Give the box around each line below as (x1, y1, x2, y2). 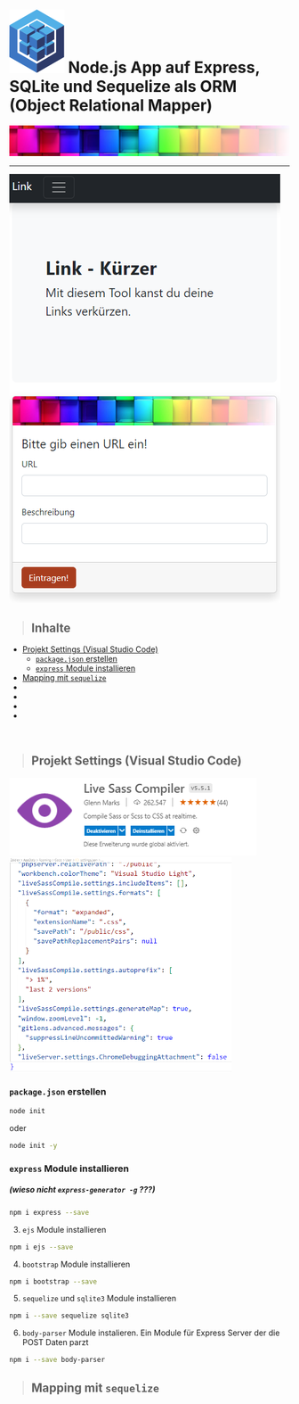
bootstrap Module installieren (21, 1259, 131, 1269)
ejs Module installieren (21, 1224, 107, 1235)
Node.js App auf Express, (68, 58, 261, 78)
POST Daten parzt (21, 1337, 89, 1348)
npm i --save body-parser (9, 1356, 105, 1365)
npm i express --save (9, 1208, 90, 1217)
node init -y (9, 1142, 58, 1151)
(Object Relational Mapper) (9, 95, 214, 116)
